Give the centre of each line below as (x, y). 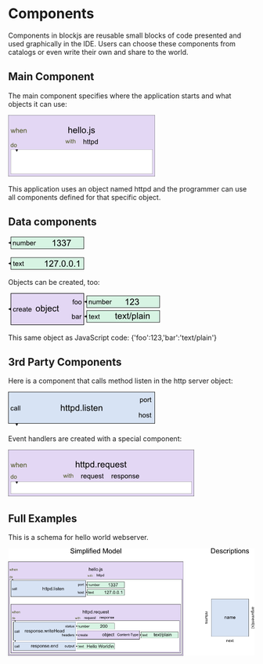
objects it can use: (38, 104)
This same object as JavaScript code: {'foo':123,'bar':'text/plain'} (113, 337)
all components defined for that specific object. (85, 197)
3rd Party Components (65, 362)
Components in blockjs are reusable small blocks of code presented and (125, 35)
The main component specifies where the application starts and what (120, 96)
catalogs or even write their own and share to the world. (99, 52)
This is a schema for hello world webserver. (78, 538)
